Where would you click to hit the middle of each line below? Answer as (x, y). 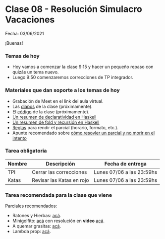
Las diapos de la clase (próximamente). (52, 106)
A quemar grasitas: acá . (37, 226)
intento (20, 138)
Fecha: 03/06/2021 (25, 33)
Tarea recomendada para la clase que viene (59, 195)
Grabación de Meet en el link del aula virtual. (58, 101)
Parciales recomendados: (31, 206)
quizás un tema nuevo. (35, 72)
